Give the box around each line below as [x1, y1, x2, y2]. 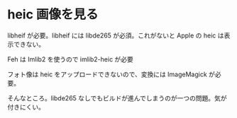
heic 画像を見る [7, 6, 99, 23]
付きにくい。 [7, 102, 45, 111]
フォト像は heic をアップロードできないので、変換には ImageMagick [7, 70, 207, 78]
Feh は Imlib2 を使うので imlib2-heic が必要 [7, 54, 133, 64]
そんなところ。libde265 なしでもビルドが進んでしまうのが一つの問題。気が [7, 93, 227, 102]
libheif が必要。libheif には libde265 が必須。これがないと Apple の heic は [7, 31, 225, 40]
